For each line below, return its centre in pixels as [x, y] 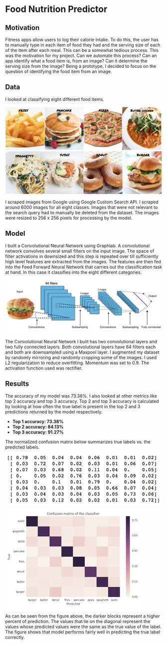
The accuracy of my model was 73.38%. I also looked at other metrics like [81, 396]
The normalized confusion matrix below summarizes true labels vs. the [78, 442]
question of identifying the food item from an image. [59, 71]
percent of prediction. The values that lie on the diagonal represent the [78, 621]
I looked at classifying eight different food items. [55, 99]
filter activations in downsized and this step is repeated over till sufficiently [82, 256]
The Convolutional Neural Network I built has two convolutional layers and [81, 341]
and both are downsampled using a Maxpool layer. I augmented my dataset [82, 352]
